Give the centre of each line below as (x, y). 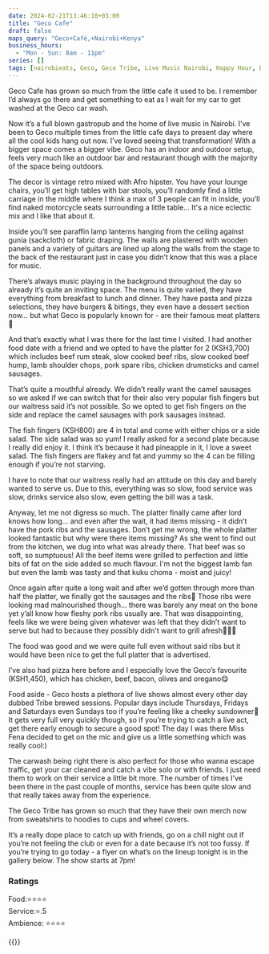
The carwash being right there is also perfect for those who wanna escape (131, 760)
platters (247, 315)
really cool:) (28, 745)
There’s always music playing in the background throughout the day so (125, 281)
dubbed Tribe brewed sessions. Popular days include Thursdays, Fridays (128, 703)
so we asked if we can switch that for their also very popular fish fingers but (134, 397)
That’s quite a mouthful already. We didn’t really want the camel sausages (130, 389)
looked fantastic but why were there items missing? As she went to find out (132, 538)
